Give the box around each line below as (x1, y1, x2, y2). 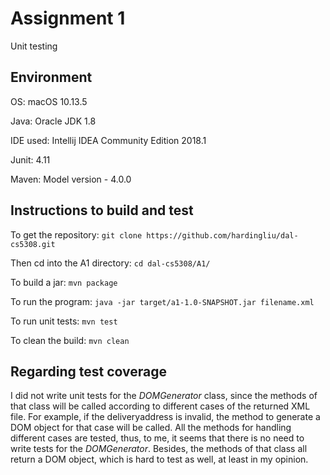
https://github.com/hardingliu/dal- (146, 230, 299, 241)
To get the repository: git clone (10, 228, 143, 241)
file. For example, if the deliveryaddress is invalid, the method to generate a (10, 411, 321, 423)
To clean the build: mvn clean (10, 334, 130, 346)
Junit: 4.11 (10, 153, 51, 166)
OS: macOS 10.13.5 (10, 95, 88, 107)
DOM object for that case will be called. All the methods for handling (10, 422, 292, 434)
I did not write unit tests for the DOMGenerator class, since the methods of (10, 390, 318, 402)
